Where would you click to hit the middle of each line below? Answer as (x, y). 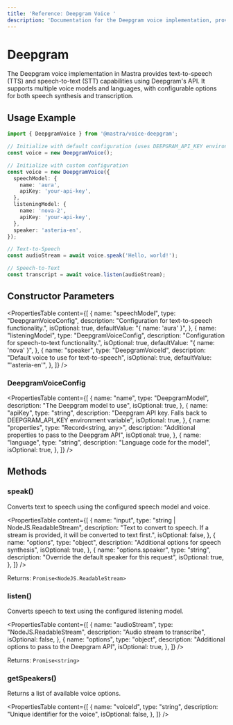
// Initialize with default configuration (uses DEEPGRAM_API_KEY (105, 147)
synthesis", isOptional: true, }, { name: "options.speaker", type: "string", (109, 550)
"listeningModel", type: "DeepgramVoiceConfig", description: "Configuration (116, 335)
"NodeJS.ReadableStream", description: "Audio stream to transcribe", (106, 632)
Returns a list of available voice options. (64, 694)
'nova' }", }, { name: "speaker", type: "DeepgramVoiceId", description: (106, 350)
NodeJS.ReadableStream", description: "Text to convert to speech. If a (108, 527)
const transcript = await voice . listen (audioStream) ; (87, 275)
